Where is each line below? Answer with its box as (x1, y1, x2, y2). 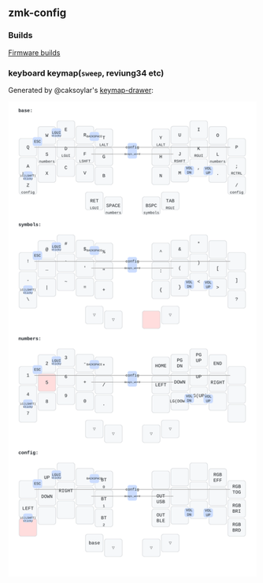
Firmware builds (8, 47, 61, 58)
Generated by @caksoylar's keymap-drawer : (8, 85, 154, 95)
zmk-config (8, 6, 67, 20)
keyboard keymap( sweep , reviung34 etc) (8, 67, 165, 78)
